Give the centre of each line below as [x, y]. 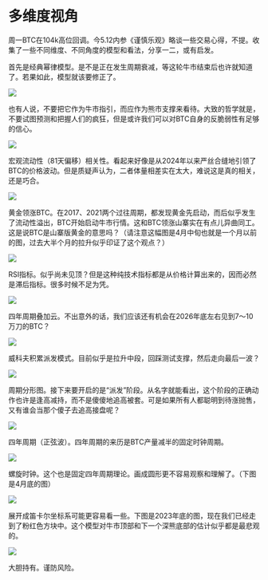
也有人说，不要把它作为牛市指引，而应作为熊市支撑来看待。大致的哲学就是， [134, 109]
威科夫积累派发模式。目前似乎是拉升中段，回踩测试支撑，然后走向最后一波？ [134, 358]
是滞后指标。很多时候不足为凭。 [61, 284]
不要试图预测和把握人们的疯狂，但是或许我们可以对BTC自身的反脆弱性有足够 [134, 118]
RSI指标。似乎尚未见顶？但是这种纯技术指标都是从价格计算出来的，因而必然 [132, 274]
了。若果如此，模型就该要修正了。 [64, 77]
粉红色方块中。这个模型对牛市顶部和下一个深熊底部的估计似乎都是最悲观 [141, 525]
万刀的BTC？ [29, 326]
